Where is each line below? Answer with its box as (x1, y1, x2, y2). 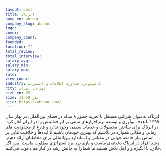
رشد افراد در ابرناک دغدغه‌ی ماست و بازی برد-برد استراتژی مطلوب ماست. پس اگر (5, 140, 159, 146)
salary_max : (5, 68, 30, 73)
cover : (5, 30, 19, 35)
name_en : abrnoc (5, 16, 39, 21)
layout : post (5, 7, 33, 12)
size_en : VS (5, 90, 30, 95)
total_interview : (5, 53, 42, 59)
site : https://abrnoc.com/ (5, 100, 62, 105)
